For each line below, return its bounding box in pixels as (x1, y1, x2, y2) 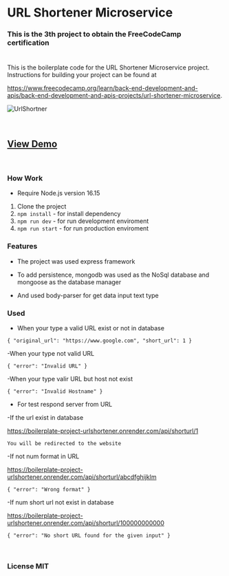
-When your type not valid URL (7, 350, 95, 357)
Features (7, 242, 38, 251)
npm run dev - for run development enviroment (17, 217, 149, 225)
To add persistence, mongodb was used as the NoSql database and (17, 270, 210, 279)
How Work (7, 173, 43, 183)
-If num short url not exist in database (7, 498, 114, 506)
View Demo (7, 138, 58, 149)
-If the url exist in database (7, 414, 84, 421)
